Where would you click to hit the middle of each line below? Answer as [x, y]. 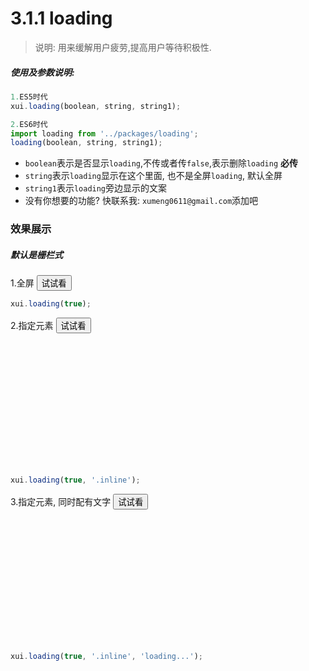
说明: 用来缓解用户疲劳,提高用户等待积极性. [123, 47]
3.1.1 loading [61, 18]
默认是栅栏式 [36, 254]
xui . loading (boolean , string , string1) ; [96, 106]
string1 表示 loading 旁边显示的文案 [96, 188]
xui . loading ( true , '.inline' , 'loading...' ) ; [106, 656]
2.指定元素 [32, 326]
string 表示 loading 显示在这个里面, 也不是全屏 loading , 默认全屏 [153, 176]
